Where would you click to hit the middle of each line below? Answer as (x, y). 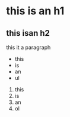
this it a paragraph (28, 47)
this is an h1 (35, 11)
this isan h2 (28, 33)
